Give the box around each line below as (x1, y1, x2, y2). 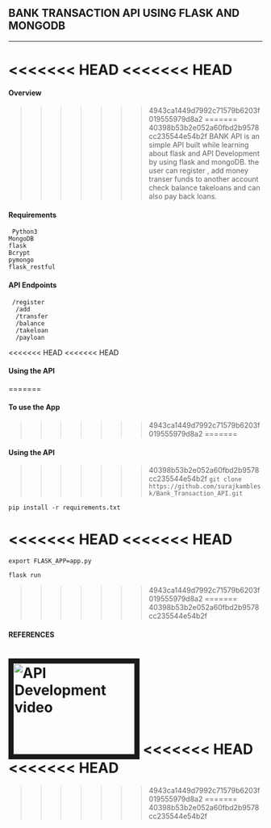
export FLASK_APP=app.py (8, 557, 92, 566)
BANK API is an (209, 132, 261, 141)
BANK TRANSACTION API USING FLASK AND (8, 6, 240, 20)
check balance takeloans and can (148, 183, 261, 193)
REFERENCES (8, 629, 55, 639)
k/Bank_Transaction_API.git (148, 490, 244, 498)
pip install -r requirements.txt (8, 504, 121, 512)
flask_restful (8, 263, 56, 271)
